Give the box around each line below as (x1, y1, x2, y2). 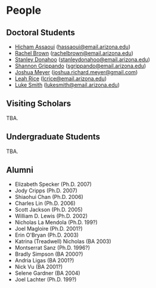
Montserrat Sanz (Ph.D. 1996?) (14, 244, 91, 252)
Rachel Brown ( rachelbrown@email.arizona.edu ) (14, 50, 134, 57)
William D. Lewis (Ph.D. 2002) (14, 213, 88, 220)
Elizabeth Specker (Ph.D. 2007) (14, 180, 92, 188)
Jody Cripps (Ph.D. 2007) (14, 187, 77, 194)
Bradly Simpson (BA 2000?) (14, 250, 83, 258)
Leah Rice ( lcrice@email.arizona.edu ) (14, 75, 107, 82)
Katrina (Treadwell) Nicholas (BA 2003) (14, 238, 111, 245)
